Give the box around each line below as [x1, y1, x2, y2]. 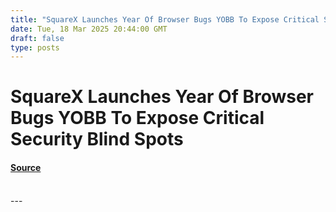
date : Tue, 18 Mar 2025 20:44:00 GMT [10, 24, 168, 34]
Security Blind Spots [10, 128, 184, 151]
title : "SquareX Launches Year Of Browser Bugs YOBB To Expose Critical [10, 14, 320, 25]
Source [10, 162, 42, 174]
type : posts [10, 42, 60, 53]
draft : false [10, 33, 65, 43]
